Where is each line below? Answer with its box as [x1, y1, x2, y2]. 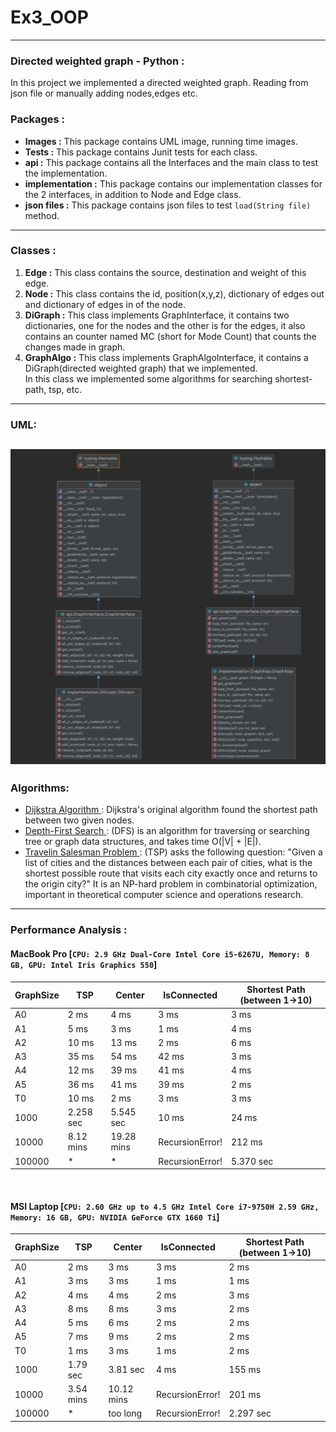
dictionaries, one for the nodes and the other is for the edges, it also [24, 319, 306, 331]
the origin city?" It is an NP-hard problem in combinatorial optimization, [24, 878, 318, 890]
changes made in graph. [24, 341, 126, 353]
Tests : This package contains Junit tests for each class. [24, 146, 258, 158]
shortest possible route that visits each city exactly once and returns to [24, 867, 318, 880]
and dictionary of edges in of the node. [24, 298, 187, 310]
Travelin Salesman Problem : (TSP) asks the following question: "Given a [24, 846, 323, 858]
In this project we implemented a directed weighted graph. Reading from [10, 77, 309, 89]
